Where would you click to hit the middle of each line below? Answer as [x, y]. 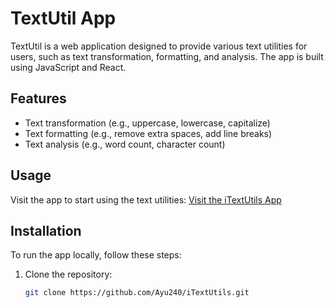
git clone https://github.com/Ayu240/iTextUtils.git [137, 293]
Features [38, 98]
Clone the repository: [68, 274]
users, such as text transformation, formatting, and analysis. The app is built [167, 56]
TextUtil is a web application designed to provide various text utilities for [159, 46]
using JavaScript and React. [68, 67]
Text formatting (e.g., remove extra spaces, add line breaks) [148, 133]
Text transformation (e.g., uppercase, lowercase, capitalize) [147, 123]
